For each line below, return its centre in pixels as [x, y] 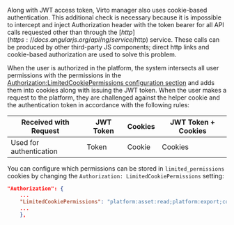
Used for [25, 142]
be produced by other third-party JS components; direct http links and [108, 47]
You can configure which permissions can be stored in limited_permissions [116, 169]
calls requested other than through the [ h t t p [70, 32]
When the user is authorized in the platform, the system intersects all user [113, 68]
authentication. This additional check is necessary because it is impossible [114, 17]
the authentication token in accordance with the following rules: [99, 105]
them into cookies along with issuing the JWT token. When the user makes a [117, 90]
